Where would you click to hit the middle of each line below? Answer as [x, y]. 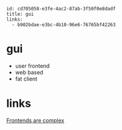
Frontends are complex [35, 120]
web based [29, 72]
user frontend [32, 66]
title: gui [20, 14]
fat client [26, 79]
